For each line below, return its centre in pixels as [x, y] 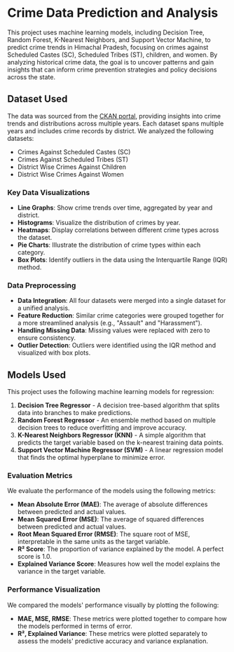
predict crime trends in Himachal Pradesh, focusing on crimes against [108, 47]
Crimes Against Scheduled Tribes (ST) [73, 159]
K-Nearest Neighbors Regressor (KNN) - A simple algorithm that [111, 435]
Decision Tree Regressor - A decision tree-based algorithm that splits [118, 405]
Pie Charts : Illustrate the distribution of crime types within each [109, 245]
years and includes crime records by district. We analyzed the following [110, 130]
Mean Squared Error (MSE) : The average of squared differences [111, 519]
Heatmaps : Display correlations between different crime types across [118, 230]
